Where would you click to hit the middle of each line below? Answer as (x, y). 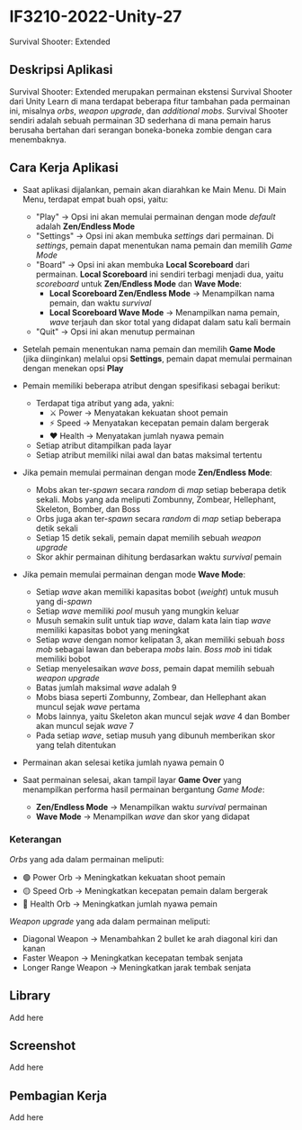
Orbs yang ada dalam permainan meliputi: (87, 859)
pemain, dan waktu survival (100, 303)
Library (30, 996)
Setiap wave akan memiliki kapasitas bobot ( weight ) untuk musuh (157, 591)
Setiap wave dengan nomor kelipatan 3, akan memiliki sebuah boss (160, 639)
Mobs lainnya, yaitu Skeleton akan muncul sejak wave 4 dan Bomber (163, 716)
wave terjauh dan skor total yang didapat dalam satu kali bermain (170, 322)
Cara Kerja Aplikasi (64, 168)
